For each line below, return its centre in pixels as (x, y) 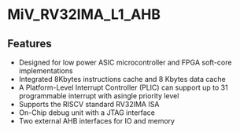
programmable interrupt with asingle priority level (99, 96)
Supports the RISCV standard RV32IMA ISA (89, 104)
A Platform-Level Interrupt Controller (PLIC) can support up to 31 (124, 87)
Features (30, 44)
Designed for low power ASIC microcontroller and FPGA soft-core (125, 62)
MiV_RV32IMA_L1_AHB (84, 15)
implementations (46, 71)
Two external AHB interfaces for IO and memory (96, 121)
